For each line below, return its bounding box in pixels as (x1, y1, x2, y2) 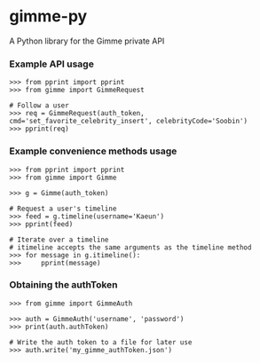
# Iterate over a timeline (9, 235, 109, 244)
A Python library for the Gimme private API (9, 36, 165, 46)
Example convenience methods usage (9, 145, 177, 157)
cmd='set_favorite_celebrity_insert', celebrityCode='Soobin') (9, 117, 248, 126)
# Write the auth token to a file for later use (9, 337, 193, 347)
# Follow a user (9, 101, 69, 110)
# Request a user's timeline (9, 204, 117, 213)
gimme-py (9, 6, 88, 27)
